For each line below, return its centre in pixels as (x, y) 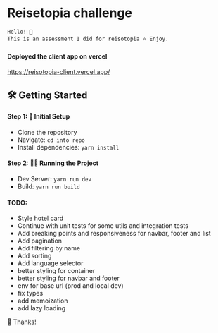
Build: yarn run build (49, 186)
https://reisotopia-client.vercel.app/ (59, 72)
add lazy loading (41, 308)
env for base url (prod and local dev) (71, 286)
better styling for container (56, 271)
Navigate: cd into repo (51, 140)
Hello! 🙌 (20, 32)
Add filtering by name (49, 248)
